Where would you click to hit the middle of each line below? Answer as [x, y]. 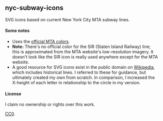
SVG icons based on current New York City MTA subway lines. [67, 19]
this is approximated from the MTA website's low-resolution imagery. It [83, 52]
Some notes [17, 30]
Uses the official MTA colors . [41, 42]
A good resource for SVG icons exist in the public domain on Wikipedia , [83, 67]
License [13, 93]
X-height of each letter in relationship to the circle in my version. [76, 83]
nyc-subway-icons [34, 8]
